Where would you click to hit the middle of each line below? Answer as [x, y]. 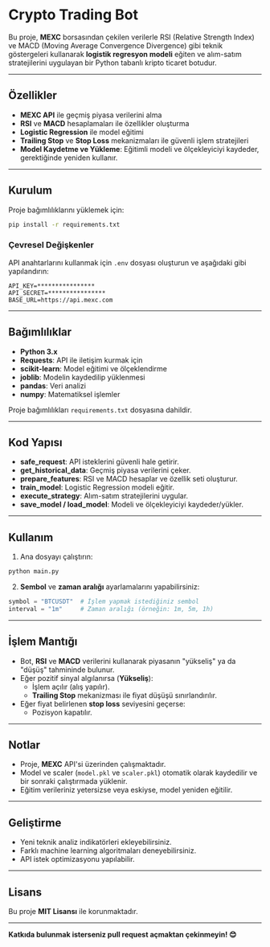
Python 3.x [39, 351]
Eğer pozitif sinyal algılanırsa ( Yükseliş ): [86, 678]
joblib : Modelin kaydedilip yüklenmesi [82, 377]
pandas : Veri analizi [53, 385]
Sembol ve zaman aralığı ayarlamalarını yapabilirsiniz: [110, 587]
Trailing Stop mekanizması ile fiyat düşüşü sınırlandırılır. [124, 695]
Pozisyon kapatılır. [62, 712]
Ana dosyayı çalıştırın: [56, 557]
